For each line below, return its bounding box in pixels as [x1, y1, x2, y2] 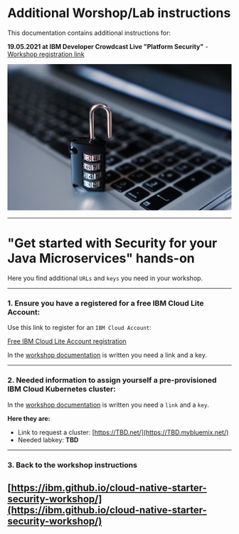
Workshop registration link [7, 50, 85, 58]
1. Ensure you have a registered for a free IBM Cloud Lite [7, 299, 204, 309]
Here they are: [7, 414, 51, 422]
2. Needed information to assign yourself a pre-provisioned [7, 375, 217, 385]
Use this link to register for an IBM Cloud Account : [7, 324, 152, 332]
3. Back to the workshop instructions [7, 460, 137, 470]
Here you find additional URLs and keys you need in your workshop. [7, 274, 203, 282]
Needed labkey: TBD [17, 435, 79, 444]
